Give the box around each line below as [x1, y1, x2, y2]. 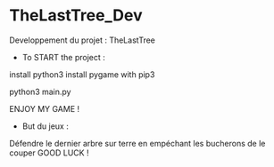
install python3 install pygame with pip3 [9, 68, 155, 80]
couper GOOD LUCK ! [9, 147, 89, 158]
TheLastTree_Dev [9, 5, 143, 26]
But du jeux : [21, 121, 69, 131]
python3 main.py [9, 86, 71, 97]
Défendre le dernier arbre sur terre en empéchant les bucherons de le [9, 138, 266, 148]
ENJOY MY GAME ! [9, 103, 80, 114]
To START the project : [21, 52, 105, 62]
